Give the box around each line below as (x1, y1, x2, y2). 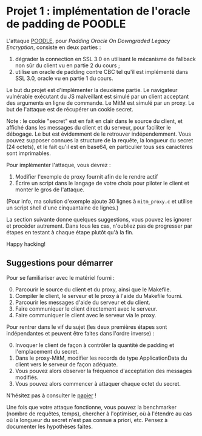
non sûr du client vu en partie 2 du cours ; (15, 62, 120, 69)
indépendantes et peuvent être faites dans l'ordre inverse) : (6, 329, 155, 337)
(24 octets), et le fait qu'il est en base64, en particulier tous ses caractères (6, 143, 193, 150)
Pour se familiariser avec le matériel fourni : (6, 274, 115, 281)
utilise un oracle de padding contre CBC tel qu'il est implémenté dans (15, 68, 189, 75)
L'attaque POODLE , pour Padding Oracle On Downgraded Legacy (6, 37, 170, 44)
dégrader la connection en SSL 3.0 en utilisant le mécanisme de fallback (15, 55, 196, 62)
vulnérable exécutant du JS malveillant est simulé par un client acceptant (6, 93, 189, 100)
